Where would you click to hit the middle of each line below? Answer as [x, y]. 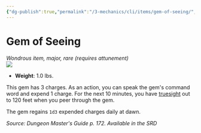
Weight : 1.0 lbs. [34, 75]
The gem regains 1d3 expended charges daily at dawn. [74, 111]
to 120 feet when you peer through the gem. [60, 100]
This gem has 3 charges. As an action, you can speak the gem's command [98, 87]
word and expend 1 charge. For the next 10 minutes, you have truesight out [98, 93]
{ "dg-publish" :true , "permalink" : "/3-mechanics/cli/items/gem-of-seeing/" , [101, 12]
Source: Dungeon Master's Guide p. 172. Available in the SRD [82, 123]
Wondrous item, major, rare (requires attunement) [67, 58]
